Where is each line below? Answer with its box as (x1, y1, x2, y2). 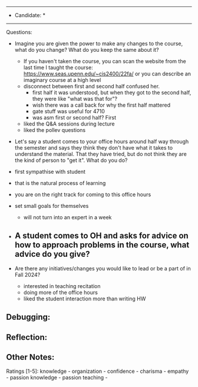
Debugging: (6, 312, 51, 322)
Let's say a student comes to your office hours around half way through (14, 138, 189, 145)
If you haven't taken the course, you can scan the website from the (23, 58, 187, 65)
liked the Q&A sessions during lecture (23, 120, 115, 127)
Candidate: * (14, 12, 46, 18)
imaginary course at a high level (23, 77, 101, 83)
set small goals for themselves (14, 203, 89, 209)
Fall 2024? (14, 271, 41, 278)
